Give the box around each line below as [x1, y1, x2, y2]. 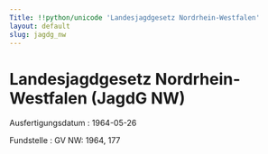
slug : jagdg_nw [9, 30, 67, 39]
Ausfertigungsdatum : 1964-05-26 [9, 118, 137, 129]
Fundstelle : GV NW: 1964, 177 [9, 135, 121, 146]
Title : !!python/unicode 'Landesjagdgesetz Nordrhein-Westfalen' [9, 13, 260, 23]
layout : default [9, 22, 70, 31]
